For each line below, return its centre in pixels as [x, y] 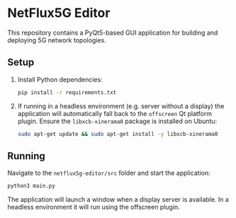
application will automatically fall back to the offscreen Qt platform [115, 113]
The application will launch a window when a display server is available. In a [118, 200]
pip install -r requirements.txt [67, 92]
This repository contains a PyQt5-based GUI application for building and [113, 33]
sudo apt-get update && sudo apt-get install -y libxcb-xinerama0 [118, 134]
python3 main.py [31, 186]
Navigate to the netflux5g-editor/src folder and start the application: [109, 173]
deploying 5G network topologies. [57, 40]
